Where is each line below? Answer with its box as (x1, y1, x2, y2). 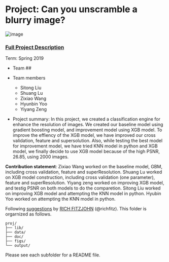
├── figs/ (5, 239, 26, 244)
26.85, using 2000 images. (12, 154, 69, 160)
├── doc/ (5, 234, 24, 239)
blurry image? (5, 14, 66, 26)
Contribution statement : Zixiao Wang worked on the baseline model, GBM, (5, 164, 163, 170)
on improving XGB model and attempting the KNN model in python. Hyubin (5, 191, 161, 197)
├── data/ (5, 230, 26, 235)
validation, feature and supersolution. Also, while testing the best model (12, 138, 163, 144)
